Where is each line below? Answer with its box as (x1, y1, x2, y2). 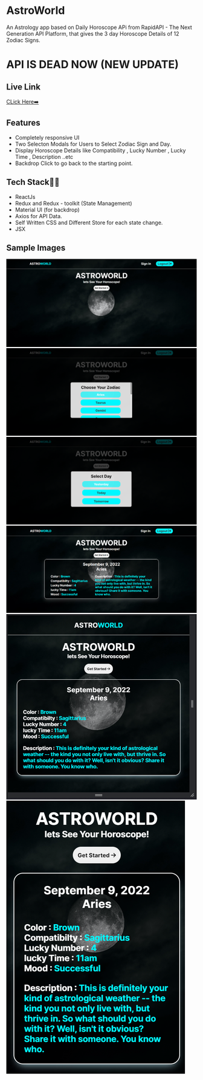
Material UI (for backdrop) (14, 206, 80, 213)
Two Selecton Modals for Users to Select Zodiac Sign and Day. (14, 140, 172, 147)
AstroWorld (6, 4, 65, 18)
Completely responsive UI (14, 134, 80, 141)
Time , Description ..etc (14, 153, 74, 160)
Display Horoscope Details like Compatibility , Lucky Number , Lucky (14, 146, 186, 154)
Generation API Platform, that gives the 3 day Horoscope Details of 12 (6, 30, 179, 37)
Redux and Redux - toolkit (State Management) (14, 199, 132, 207)
